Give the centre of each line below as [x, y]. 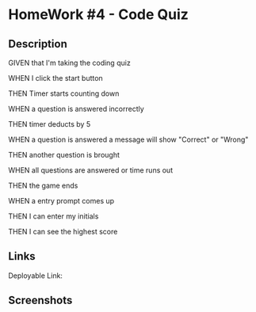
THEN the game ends [43, 185]
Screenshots [40, 301]
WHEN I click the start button [55, 78]
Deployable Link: [36, 276]
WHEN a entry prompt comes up [61, 201]
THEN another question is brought [64, 155]
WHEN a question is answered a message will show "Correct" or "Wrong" [128, 139]
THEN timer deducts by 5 [50, 124]
